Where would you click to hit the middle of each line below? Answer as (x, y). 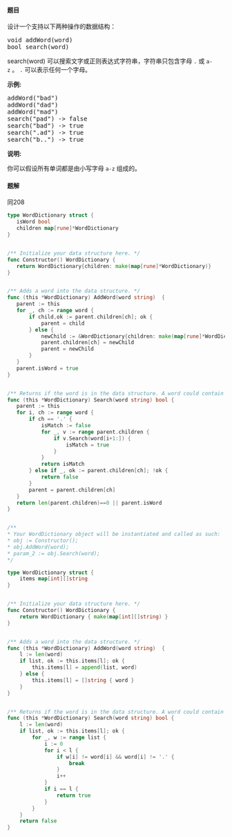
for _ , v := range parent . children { (95, 432)
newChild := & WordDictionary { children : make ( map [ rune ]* (123, 336)
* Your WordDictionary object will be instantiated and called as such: (114, 534)
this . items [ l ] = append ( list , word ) (85, 667)
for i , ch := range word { (55, 413)
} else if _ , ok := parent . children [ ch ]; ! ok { (98, 471)
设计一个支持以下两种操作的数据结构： (61, 26)
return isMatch (63, 464)
